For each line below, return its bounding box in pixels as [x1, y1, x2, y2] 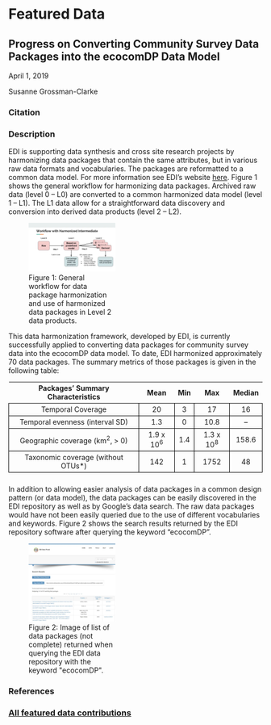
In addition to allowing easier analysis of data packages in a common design [8, 484, 262, 494]
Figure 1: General [28, 272, 85, 283]
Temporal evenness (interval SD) [19, 417, 129, 427]
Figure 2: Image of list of [28, 622, 110, 632]
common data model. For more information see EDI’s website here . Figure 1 [8, 173, 258, 182]
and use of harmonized [28, 298, 106, 308]
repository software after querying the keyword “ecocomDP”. [8, 527, 211, 537]
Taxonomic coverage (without [23, 453, 123, 463]
